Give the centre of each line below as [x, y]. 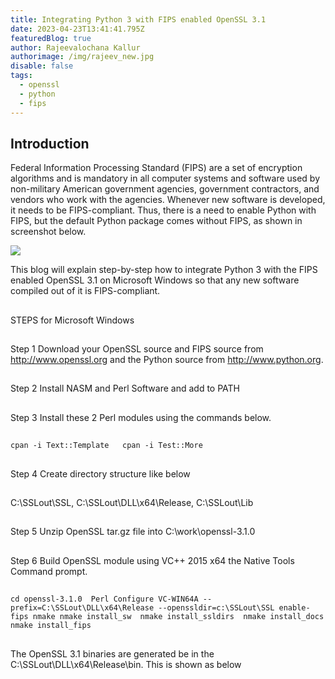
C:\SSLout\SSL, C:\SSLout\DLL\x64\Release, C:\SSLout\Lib [132, 503]
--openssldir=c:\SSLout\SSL [216, 608]
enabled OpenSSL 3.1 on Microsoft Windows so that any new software [155, 280]
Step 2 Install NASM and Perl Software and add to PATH [125, 388]
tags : [21, 76]
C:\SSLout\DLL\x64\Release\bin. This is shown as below [126, 664]
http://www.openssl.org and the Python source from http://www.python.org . [167, 360]
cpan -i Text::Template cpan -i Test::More [106, 446]
